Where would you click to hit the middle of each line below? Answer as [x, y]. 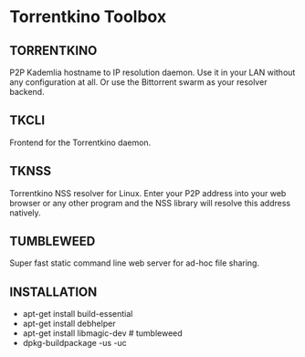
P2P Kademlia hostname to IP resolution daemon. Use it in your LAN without [152, 72]
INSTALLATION [53, 292]
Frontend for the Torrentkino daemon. [80, 142]
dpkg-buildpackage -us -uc [75, 343]
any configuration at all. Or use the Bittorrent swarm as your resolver [138, 82]
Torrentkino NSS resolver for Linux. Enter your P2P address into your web [148, 193]
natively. [25, 213]
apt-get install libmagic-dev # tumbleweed [102, 333]
